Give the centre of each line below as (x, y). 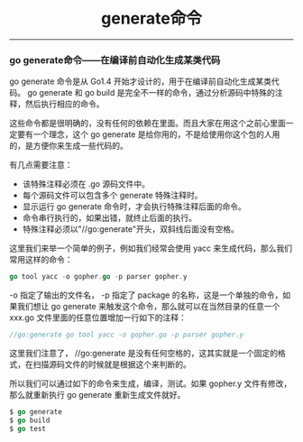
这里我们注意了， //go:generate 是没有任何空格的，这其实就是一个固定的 (143, 353)
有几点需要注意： (41, 165)
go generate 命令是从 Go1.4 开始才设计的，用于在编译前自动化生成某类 (141, 81)
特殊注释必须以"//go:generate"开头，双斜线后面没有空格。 (130, 229)
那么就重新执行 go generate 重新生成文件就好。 (97, 394)
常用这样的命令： (41, 260)
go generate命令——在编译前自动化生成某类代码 (115, 60)
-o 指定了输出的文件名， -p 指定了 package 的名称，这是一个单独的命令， (146, 295)
